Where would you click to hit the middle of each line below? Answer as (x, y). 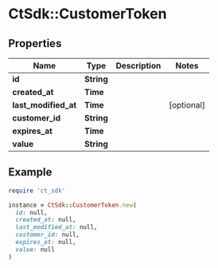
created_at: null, (46, 220)
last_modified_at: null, (56, 227)
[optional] (187, 105)
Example (30, 172)
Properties (35, 43)
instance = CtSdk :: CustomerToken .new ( (72, 205)
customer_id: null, (48, 235)
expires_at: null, (46, 242)
